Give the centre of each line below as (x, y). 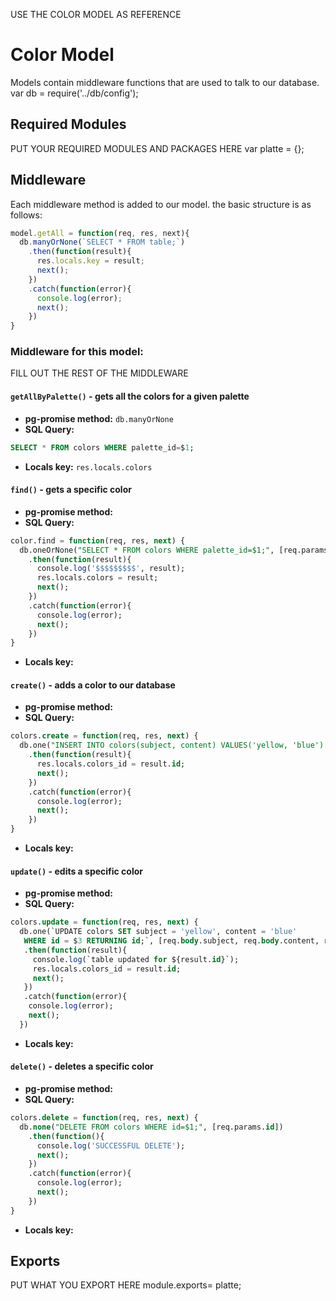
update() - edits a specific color (77, 871)
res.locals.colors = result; (97, 578)
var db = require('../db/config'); (74, 93)
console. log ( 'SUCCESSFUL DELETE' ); (111, 1145)
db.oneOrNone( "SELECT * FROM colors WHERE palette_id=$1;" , (147, 550)
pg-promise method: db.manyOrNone (99, 418)
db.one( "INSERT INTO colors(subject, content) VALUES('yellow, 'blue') (172, 745)
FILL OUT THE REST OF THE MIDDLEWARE (99, 373)
